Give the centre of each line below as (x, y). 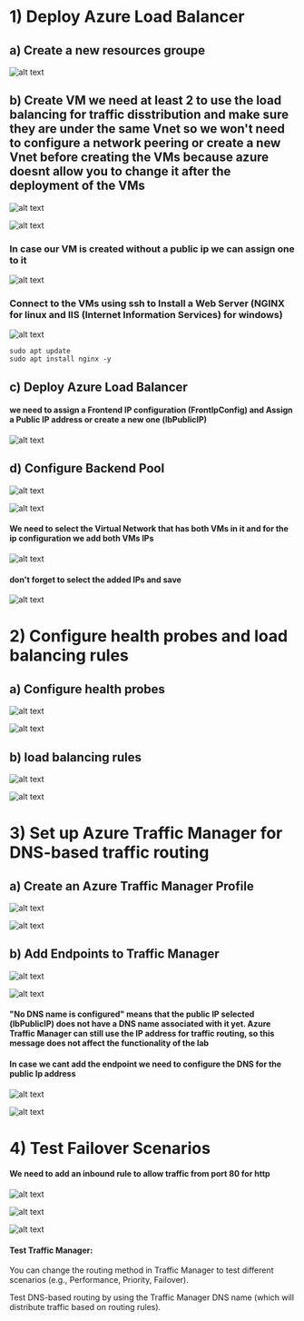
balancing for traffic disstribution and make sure (149, 115)
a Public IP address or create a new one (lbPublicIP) (108, 420)
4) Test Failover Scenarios (110, 1148)
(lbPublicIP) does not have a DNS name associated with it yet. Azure (140, 1024)
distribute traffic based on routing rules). (85, 1307)
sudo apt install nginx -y (60, 359)
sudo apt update (40, 352)
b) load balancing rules (76, 757)
